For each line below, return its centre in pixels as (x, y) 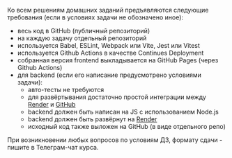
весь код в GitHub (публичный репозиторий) (84, 31)
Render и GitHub (52, 104)
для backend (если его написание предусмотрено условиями (109, 75)
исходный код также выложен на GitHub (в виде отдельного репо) (127, 126)
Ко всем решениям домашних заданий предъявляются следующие (108, 10)
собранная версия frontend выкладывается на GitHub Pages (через (118, 60)
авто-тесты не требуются (66, 90)
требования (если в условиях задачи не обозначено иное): (95, 17)
